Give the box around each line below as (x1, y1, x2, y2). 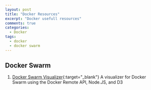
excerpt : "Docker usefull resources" (5, 16, 82, 21)
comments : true (5, 20, 36, 26)
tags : (5, 35, 16, 39)
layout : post (5, 7, 32, 12)
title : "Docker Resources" (5, 12, 60, 17)
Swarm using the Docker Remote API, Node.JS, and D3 (12, 79, 123, 85)
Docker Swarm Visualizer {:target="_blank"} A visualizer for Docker (12, 74, 146, 80)
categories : (5, 25, 29, 30)
